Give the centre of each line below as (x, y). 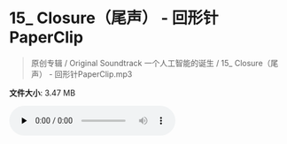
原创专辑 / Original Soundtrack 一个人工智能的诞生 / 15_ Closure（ (151, 63)
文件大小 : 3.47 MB (43, 93)
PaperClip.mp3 (105, 74)
